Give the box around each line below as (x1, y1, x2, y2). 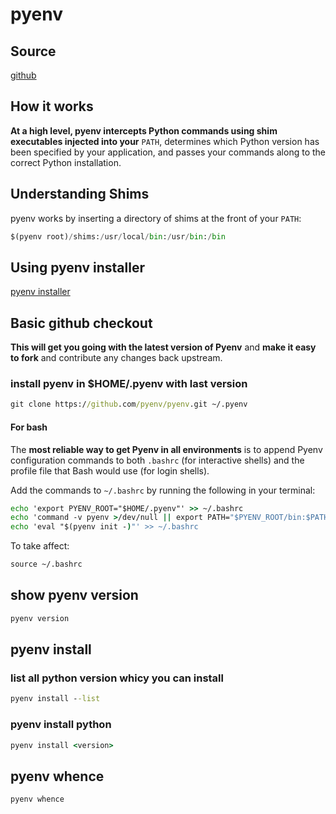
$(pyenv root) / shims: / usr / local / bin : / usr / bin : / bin (10, 231, 226, 242)
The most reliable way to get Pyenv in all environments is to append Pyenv (10, 443, 323, 455)
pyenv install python (10, 718, 112, 732)
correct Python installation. (10, 156, 122, 168)
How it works (10, 98, 94, 115)
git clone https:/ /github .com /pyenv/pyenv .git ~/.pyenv (10, 399, 248, 410)
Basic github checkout (10, 314, 153, 332)
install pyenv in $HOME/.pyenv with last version (10, 377, 248, 391)
